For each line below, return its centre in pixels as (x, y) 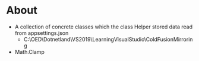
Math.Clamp (29, 52)
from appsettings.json (42, 33)
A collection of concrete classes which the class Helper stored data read (104, 27)
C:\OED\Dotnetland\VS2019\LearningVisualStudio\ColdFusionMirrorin (108, 39)
